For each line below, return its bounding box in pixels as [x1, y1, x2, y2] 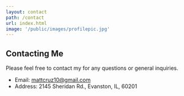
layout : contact [6, 9, 47, 15]
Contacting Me [6, 48, 64, 58]
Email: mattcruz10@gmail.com [14, 77, 91, 84]
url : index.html [6, 20, 47, 26]
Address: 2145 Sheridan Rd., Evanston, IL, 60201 [14, 83, 138, 90]
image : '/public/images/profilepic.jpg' [6, 26, 111, 32]
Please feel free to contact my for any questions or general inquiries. [6, 64, 178, 72]
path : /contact [6, 15, 45, 21]
